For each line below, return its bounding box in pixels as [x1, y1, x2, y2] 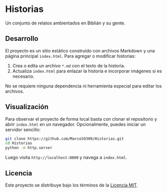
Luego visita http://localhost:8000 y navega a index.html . [5, 155, 127, 161]
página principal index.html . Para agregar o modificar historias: [5, 53, 136, 59]
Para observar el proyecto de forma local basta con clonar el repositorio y [5, 116, 157, 122]
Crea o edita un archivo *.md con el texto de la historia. [12, 62, 125, 68]
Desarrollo [5, 34, 38, 43]
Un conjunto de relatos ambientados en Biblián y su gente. [5, 20, 126, 26]
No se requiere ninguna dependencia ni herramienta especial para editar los [5, 83, 162, 89]
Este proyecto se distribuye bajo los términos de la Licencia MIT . [5, 182, 138, 188]
